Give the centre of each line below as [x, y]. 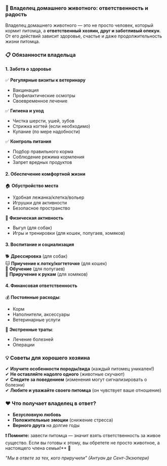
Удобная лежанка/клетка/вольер [48, 197]
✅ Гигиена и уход [25, 111]
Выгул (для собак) [32, 228]
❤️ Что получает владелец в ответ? [51, 403]
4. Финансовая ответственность [41, 286]
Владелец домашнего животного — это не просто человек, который [79, 25]
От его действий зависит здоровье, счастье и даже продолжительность [84, 36]
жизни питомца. [23, 41]
